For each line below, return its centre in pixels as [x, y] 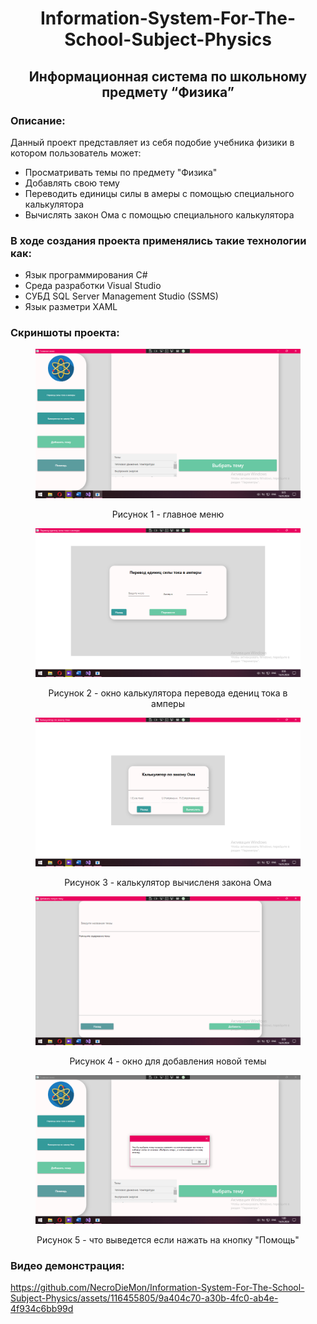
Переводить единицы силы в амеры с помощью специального [159, 193]
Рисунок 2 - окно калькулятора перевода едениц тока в [168, 693]
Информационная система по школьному [168, 76]
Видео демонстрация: [67, 1265]
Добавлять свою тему [72, 183]
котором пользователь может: [76, 153]
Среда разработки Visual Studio [93, 286]
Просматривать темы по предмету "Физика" [121, 172]
